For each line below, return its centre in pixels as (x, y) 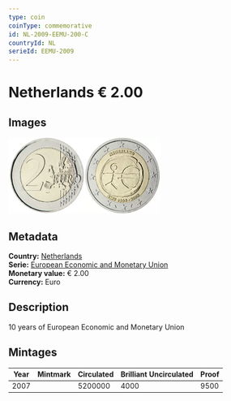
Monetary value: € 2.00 (49, 273)
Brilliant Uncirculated (157, 374)
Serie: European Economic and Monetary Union (88, 265)
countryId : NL (32, 43)
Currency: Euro (34, 282)
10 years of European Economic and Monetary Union (96, 327)
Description (38, 307)
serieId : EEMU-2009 (41, 52)
